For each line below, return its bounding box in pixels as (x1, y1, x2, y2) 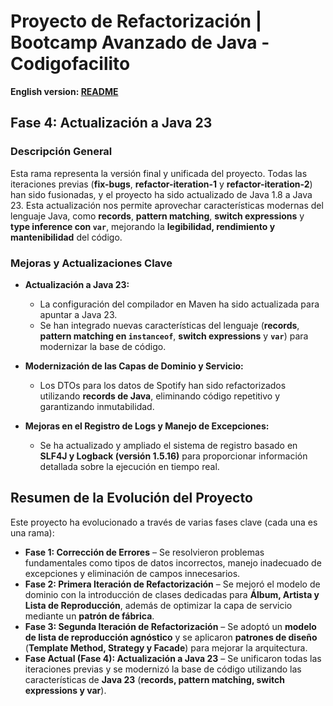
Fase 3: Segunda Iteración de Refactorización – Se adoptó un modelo (24, 620, 317, 632)
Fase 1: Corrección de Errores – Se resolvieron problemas (24, 546, 265, 558)
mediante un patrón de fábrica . (24, 610, 155, 622)
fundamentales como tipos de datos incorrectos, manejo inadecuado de (24, 556, 322, 569)
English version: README (10, 85, 119, 97)
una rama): (10, 526, 55, 539)
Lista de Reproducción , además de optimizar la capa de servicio (24, 599, 293, 611)
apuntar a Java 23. (39, 308, 118, 320)
